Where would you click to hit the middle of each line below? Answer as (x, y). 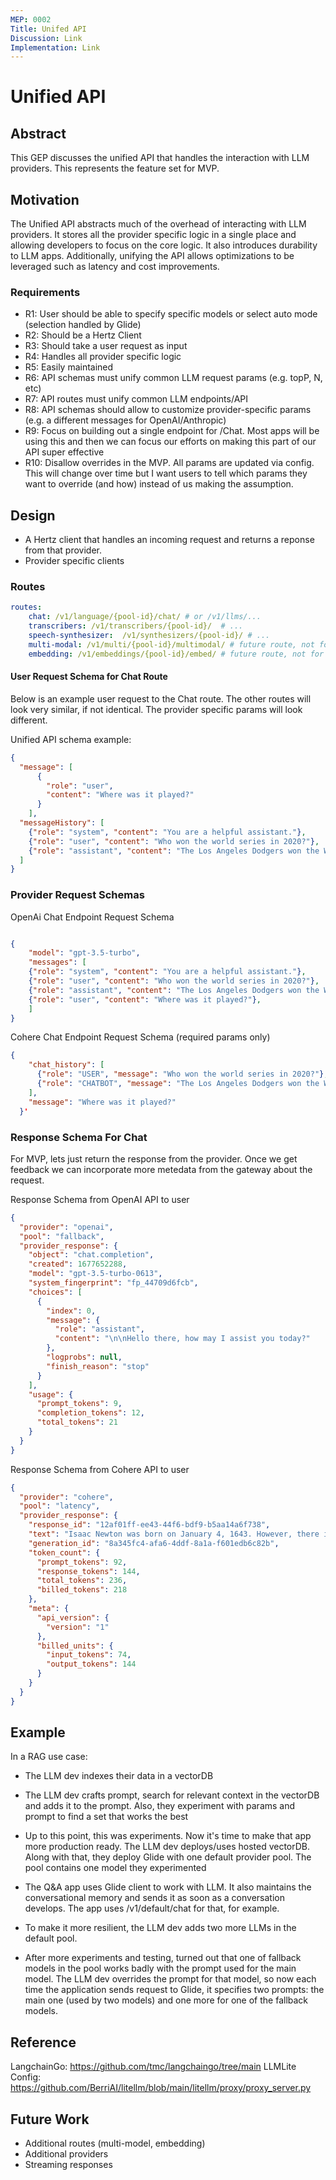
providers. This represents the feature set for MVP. (115, 168)
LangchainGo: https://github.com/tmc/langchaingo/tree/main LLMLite (153, 2067)
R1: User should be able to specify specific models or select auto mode (171, 314)
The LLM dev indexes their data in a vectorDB (119, 1776)
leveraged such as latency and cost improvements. (115, 267)
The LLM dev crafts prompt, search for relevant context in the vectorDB (172, 1795)
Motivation (45, 199)
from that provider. (63, 550)
